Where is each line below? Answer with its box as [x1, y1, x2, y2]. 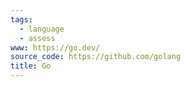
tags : [10, 14, 33, 25]
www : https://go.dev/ [10, 42, 101, 53]
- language [19, 24, 65, 34]
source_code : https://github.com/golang [10, 52, 182, 62]
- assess [19, 33, 56, 43]
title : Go [10, 61, 52, 71]
